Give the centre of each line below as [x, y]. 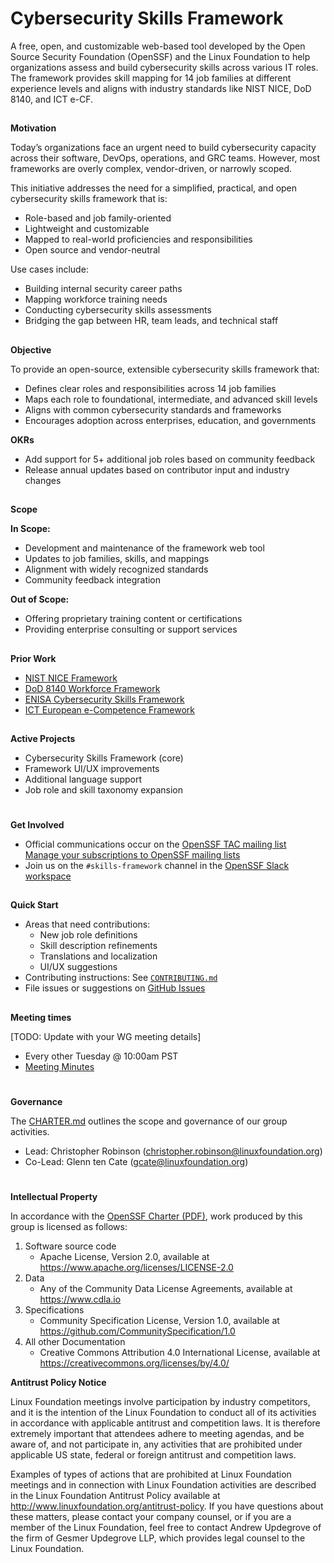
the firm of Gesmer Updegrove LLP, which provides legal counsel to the [158, 1538]
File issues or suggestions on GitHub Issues [115, 988]
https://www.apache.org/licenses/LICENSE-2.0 [136, 1268]
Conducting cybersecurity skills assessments [118, 310]
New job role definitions [88, 935]
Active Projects [43, 738]
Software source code [70, 1246]
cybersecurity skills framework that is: [89, 199]
